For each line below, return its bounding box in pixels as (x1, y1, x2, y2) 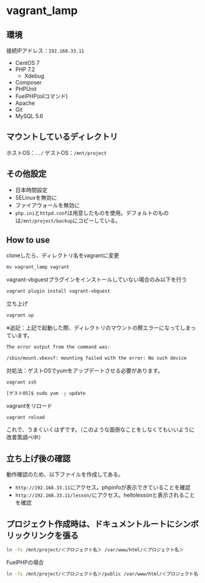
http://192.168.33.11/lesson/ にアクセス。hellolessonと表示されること (15, 491, 195, 499)
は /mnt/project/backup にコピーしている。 (15, 217, 121, 224)
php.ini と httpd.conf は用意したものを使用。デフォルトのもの (15, 209, 169, 216)
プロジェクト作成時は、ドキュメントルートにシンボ (6, 519, 199, 529)
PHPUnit (15, 85, 37, 92)
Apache (15, 99, 35, 107)
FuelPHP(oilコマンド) (15, 92, 68, 100)
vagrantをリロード (6, 402, 53, 409)
